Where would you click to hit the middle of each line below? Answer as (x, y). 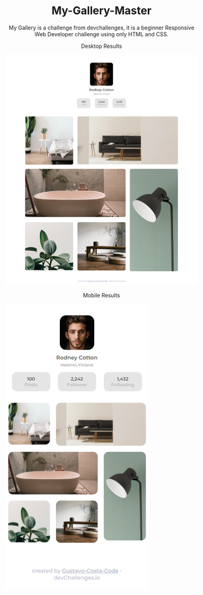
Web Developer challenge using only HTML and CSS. (102, 34)
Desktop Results (102, 46)
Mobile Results (102, 296)
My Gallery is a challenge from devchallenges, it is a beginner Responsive (102, 28)
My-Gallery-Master (102, 11)
